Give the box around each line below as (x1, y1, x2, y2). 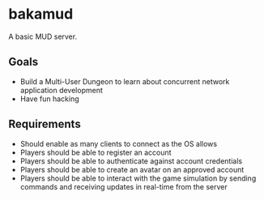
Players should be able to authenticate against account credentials (19, 155, 243, 166)
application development (19, 85, 104, 95)
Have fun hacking (19, 94, 79, 104)
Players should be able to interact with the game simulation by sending (19, 173, 257, 183)
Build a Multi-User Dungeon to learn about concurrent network (19, 76, 230, 86)
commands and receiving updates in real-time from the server (19, 181, 228, 191)
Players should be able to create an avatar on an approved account (19, 164, 245, 174)
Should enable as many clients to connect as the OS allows (19, 138, 217, 148)
